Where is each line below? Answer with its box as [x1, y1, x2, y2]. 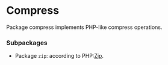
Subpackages [6, 39, 48, 47]
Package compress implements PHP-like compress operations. [6, 23, 163, 31]
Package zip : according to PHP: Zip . [14, 52, 104, 60]
